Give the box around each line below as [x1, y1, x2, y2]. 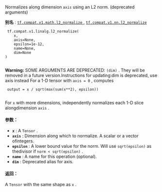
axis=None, [14, 37, 36, 42]
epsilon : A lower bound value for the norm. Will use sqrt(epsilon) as [12, 143, 152, 149]
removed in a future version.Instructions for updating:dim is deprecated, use [5, 72, 158, 78]
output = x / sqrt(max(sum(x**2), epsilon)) [7, 87, 98, 92]
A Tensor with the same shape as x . [5, 182, 77, 188]
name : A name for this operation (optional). [12, 154, 97, 159]
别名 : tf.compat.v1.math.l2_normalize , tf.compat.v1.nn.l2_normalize [5, 19, 147, 25]
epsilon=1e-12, [14, 42, 45, 47]
